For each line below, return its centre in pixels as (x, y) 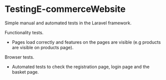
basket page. (25, 72)
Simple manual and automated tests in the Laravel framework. (68, 23)
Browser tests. (19, 57)
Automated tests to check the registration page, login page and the (81, 67)
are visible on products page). (43, 47)
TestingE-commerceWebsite (65, 9)
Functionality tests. (24, 32)
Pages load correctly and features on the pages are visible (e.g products (86, 42)
